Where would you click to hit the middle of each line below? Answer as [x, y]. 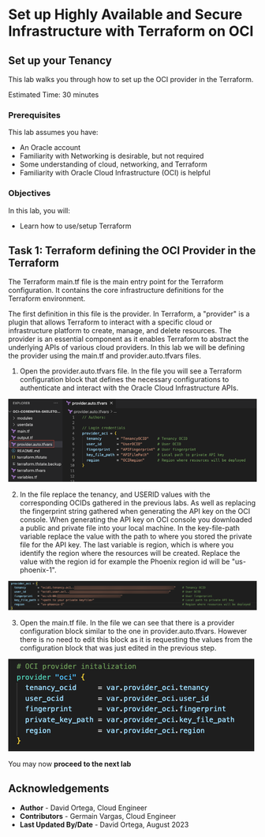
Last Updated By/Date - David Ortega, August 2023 [104, 824]
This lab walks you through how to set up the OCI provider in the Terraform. [131, 79]
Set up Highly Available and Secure [125, 15]
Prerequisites [34, 114]
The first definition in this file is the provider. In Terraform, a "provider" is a [129, 314]
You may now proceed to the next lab [70, 764]
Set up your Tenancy [60, 60]
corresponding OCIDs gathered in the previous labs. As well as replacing [138, 503]
